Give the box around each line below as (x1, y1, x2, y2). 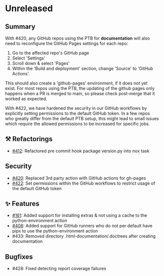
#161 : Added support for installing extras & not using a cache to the (12, 212, 147, 218)
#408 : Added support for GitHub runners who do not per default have (12, 223, 153, 229)
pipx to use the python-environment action (12, 228, 99, 234)
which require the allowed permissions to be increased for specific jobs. (5, 121, 150, 127)
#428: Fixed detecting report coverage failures (12, 266, 106, 272)
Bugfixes (5, 253, 33, 261)
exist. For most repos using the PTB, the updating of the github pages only (5, 85, 155, 91)
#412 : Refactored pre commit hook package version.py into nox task (12, 148, 150, 154)
